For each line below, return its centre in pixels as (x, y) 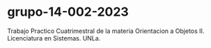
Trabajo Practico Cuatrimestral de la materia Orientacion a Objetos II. (106, 31)
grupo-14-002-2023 (68, 12)
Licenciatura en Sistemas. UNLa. (54, 38)
